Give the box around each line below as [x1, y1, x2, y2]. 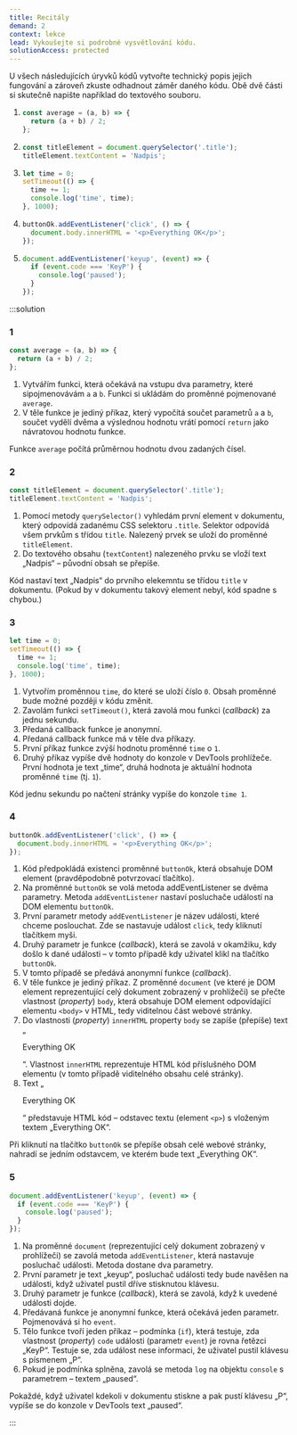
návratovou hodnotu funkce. [21, 425, 126, 437]
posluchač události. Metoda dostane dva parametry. [21, 1259, 213, 1271]
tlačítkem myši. [21, 929, 78, 941]
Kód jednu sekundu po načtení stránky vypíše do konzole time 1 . [9, 788, 247, 799]
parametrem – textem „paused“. [21, 1373, 139, 1384]
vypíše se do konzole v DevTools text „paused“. [9, 1400, 184, 1411]
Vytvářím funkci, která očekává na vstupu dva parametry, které [21, 378, 253, 389]
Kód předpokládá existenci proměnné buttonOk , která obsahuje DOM [21, 863, 274, 874]
